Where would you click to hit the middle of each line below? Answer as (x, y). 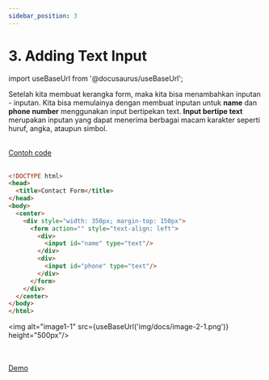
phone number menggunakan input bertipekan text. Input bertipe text (126, 111)
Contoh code (30, 152)
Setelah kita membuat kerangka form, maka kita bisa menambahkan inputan (134, 94)
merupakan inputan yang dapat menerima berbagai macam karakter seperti (134, 120)
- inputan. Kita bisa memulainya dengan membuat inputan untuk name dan (132, 103)
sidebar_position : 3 (43, 16)
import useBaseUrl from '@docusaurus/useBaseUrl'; (96, 78)
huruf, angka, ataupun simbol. (58, 128)
